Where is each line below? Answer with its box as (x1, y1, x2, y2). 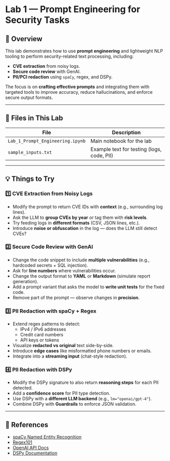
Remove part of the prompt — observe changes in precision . (12, 294, 140, 300)
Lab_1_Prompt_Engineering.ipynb (8, 138, 86, 144)
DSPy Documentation (12, 450, 58, 456)
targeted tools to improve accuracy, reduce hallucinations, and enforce (5, 89, 153, 95)
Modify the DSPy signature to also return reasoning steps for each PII (12, 379, 159, 386)
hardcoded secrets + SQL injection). (12, 262, 89, 268)
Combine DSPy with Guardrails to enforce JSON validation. (12, 401, 137, 407)
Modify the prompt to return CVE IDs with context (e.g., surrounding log (12, 204, 163, 210)
